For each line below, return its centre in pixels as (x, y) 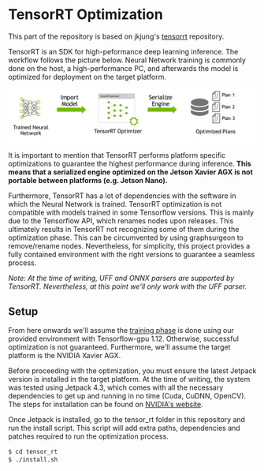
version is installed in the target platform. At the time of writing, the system (129, 379)
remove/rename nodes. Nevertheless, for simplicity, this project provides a (129, 246)
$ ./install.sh (33, 459)
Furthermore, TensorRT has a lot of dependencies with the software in (122, 196)
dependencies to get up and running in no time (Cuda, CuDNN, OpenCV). (127, 395)
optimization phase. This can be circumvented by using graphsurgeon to (126, 237)
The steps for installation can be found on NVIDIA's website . (106, 404)
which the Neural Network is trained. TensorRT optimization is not (115, 204)
